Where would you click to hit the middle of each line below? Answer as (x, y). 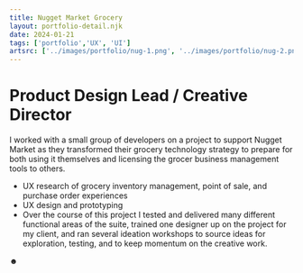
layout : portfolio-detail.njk (66, 26)
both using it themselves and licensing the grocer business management (144, 159)
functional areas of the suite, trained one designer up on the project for (154, 224)
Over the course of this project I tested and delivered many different (149, 215)
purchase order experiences (75, 196)
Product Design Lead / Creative (129, 96)
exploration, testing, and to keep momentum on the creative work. (145, 243)
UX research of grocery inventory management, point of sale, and (145, 187)
